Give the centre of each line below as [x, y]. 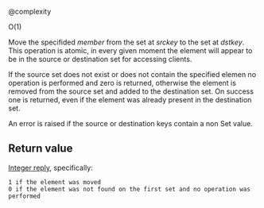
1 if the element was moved [55, 182]
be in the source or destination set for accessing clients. [100, 59]
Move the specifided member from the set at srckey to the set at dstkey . [126, 42]
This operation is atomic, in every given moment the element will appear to [130, 50]
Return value [41, 149]
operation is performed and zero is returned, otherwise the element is [122, 83]
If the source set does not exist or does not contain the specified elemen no [132, 74]
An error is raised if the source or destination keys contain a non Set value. [130, 123]
